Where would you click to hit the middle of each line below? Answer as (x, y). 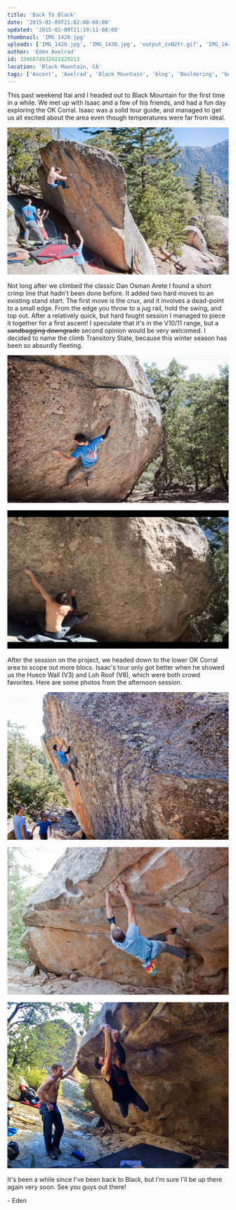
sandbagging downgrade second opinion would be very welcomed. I (106, 331)
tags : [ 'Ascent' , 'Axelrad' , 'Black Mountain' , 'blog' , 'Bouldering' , (113, 74)
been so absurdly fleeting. (45, 346)
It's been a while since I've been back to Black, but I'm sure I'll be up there (115, 1179)
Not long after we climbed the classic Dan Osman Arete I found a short (110, 286)
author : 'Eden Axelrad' (42, 52)
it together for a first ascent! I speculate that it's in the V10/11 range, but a (113, 323)
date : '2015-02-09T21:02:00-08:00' (59, 22)
